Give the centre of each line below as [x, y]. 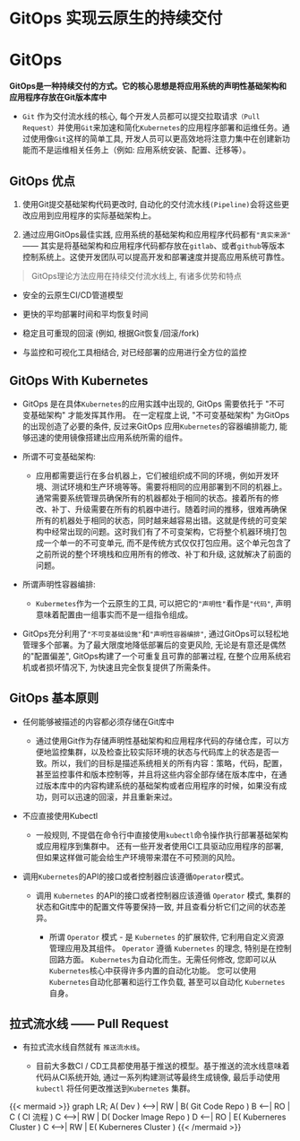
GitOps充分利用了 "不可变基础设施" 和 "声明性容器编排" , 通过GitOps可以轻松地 [155, 633]
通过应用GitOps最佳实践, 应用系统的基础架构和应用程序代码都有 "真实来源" [156, 234]
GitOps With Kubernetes [79, 381]
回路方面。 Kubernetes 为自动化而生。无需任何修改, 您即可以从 [163, 959]
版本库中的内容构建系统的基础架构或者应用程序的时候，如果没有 [161, 785]
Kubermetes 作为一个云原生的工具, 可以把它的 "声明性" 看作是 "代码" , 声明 [163, 603]
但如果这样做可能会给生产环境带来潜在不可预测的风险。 [137, 857]
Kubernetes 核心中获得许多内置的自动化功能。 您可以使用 [153, 971]
